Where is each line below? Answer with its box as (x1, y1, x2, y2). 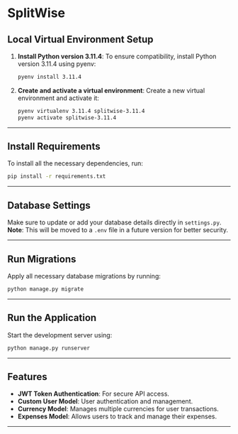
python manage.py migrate (7, 286, 84, 293)
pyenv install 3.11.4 (17, 73, 81, 80)
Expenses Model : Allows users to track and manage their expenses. (17, 412, 217, 421)
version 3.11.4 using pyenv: (17, 60, 96, 68)
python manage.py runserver (7, 345, 91, 352)
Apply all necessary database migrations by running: (7, 271, 161, 280)
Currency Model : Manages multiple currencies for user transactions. (17, 405, 220, 413)
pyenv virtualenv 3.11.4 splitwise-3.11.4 (17, 107, 145, 114)
